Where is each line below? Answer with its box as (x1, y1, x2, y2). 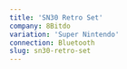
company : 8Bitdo (9, 22, 71, 30)
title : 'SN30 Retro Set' (9, 13, 103, 22)
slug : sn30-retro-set (9, 47, 92, 56)
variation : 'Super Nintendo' (9, 30, 120, 39)
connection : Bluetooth (9, 38, 95, 47)
